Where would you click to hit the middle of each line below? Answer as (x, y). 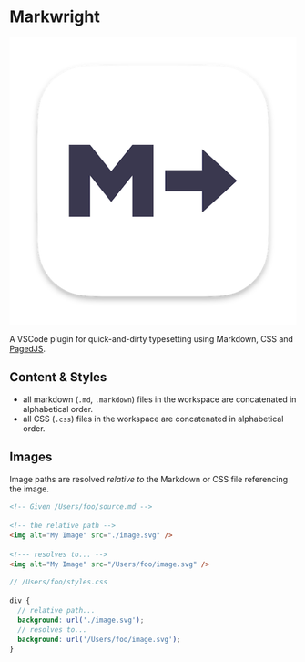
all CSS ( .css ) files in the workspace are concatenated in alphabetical (153, 419)
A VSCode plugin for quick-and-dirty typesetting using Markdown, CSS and (152, 338)
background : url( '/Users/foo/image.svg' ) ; (99, 639)
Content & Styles (58, 377)
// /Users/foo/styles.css (58, 582)
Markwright (55, 17)
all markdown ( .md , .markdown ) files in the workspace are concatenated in (159, 399)
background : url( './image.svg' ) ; (81, 621)
